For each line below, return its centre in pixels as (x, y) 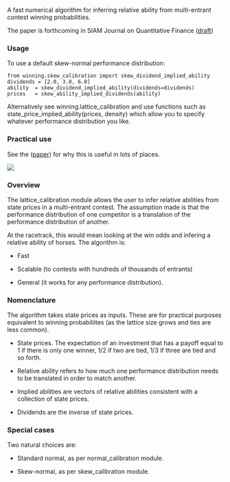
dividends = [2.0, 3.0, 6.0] (49, 82)
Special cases (31, 430)
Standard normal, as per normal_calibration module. (90, 458)
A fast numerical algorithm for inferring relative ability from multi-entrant (109, 10)
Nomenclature (32, 300)
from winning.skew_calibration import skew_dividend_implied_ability (109, 76)
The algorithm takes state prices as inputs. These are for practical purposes (114, 315)
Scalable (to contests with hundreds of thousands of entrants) (105, 269)
